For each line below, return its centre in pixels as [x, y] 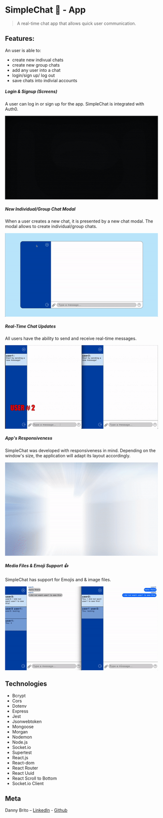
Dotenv [19, 706]
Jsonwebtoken [27, 721]
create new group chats [36, 65]
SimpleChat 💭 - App [45, 10]
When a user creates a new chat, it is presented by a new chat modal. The [79, 221]
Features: [20, 39]
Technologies [26, 684]
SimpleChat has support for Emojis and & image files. [58, 580]
